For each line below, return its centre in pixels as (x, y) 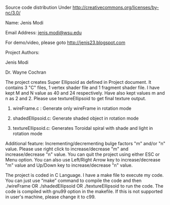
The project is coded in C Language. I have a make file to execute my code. (84, 175)
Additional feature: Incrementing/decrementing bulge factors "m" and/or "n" (86, 143)
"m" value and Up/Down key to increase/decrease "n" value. (69, 165)
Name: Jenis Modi (24, 23)
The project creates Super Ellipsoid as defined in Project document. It (78, 82)
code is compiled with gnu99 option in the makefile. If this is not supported (84, 191)
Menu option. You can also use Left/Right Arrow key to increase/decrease (83, 160)
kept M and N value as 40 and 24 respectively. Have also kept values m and (85, 93)
